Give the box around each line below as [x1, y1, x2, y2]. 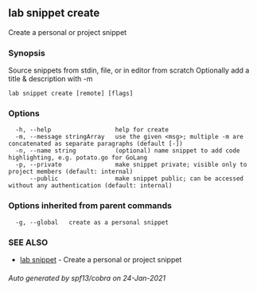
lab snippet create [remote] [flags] [8, 89, 134, 98]
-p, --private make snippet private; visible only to [15, 161, 247, 169]
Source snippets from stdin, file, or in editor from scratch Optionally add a [8, 65, 250, 75]
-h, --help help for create [15, 126, 169, 134]
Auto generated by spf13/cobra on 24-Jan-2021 [8, 273, 165, 282]
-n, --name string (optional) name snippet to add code [15, 147, 240, 155]
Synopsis [8, 47, 45, 58]
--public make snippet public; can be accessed [29, 175, 244, 183]
